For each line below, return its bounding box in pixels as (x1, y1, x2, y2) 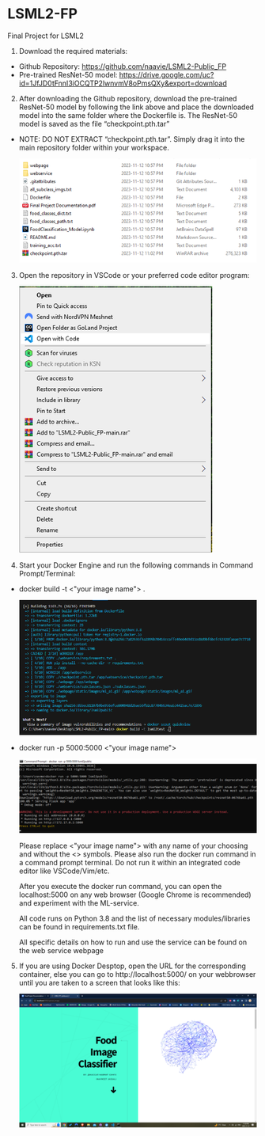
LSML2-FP (7, 5, 78, 23)
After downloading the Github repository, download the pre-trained (18, 93, 237, 103)
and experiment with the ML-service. (18, 899, 140, 908)
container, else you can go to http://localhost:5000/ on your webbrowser (18, 970, 256, 979)
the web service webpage (18, 946, 104, 956)
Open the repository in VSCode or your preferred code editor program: (18, 271, 250, 280)
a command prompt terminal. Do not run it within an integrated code (18, 858, 240, 868)
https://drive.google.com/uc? (119, 70, 214, 79)
